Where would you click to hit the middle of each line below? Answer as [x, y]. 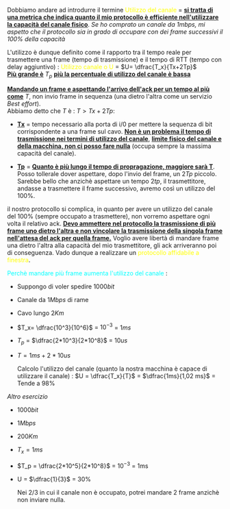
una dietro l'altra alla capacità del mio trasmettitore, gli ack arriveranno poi [112, 245]
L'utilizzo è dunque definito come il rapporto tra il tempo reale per [99, 52]
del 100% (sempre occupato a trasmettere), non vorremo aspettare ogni [108, 216]
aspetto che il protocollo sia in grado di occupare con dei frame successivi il [115, 32]
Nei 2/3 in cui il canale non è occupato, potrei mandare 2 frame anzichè [118, 492]
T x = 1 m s [30, 450]
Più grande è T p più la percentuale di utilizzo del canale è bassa [99, 75]
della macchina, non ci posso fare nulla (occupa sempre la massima [114, 146]
